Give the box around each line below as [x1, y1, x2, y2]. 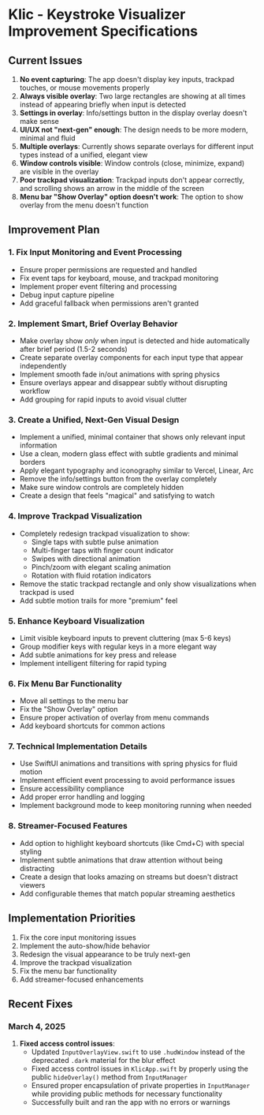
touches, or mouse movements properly [19, 83, 150, 92]
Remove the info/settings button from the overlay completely [19, 474, 218, 484]
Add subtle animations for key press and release [19, 649, 177, 660]
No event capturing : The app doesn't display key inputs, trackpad [19, 75, 235, 84]
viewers [19, 880, 46, 889]
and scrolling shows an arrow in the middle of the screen [19, 184, 205, 193]
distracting [19, 863, 55, 873]
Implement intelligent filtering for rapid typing [19, 658, 167, 668]
